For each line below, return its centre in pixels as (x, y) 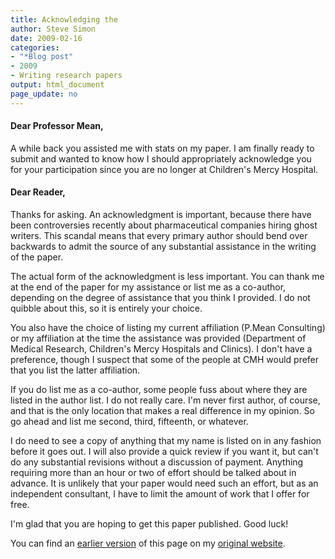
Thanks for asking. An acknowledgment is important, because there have (161, 215)
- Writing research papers (66, 76)
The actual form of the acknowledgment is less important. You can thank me (167, 277)
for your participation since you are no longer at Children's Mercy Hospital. (164, 169)
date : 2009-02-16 (46, 38)
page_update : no (44, 94)
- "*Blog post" (42, 57)
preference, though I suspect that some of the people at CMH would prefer (165, 360)
